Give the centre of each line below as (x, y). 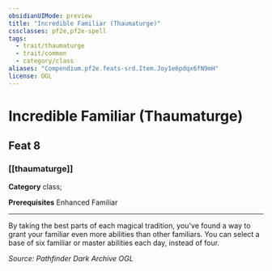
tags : (17, 38)
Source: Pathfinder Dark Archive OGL (71, 258)
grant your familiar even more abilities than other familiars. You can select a (134, 234)
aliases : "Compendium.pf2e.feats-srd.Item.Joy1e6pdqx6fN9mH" (114, 69)
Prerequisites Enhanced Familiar (63, 202)
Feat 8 (24, 146)
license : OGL (30, 76)
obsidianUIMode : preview (50, 16)
